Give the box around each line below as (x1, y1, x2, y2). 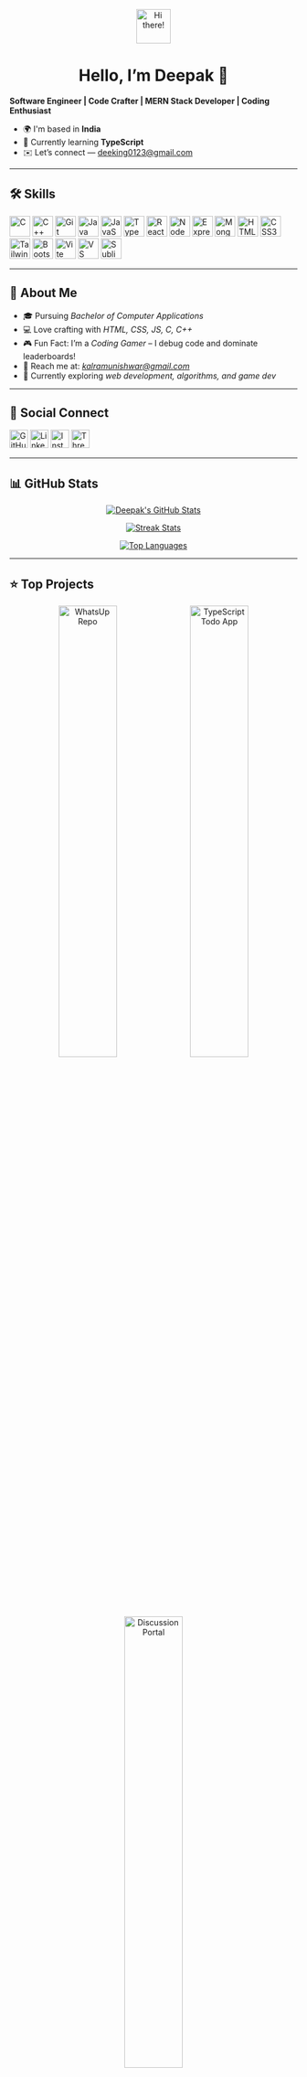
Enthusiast (9, 105, 52, 116)
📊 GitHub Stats (9, 475, 99, 491)
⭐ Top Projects (9, 576, 94, 591)
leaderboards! (22, 350, 76, 361)
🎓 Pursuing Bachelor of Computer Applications (22, 310, 204, 321)
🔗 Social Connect (9, 405, 110, 421)
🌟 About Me (9, 285, 78, 301)
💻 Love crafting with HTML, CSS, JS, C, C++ (22, 324, 194, 335)
